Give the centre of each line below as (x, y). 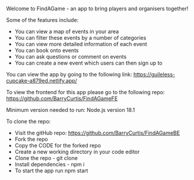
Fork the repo (31, 139)
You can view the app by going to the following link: (69, 74)
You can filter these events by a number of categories (80, 38)
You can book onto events (47, 50)
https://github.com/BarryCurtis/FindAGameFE (62, 98)
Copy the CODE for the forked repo (58, 145)
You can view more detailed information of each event (81, 44)
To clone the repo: (28, 121)
